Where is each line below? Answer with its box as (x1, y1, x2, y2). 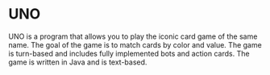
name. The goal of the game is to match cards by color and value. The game (8, 40, 262, 49)
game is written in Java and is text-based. (8, 57, 147, 67)
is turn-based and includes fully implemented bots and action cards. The (8, 48, 250, 58)
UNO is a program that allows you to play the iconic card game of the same (8, 31, 258, 41)
